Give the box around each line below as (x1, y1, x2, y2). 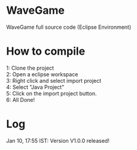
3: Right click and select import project (6, 77, 102, 84)
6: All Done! (6, 96, 35, 103)
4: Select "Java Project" (6, 83, 65, 91)
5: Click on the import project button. (6, 89, 97, 97)
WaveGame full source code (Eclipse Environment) (6, 23, 132, 31)
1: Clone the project (6, 64, 54, 71)
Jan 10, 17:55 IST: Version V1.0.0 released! (6, 137, 109, 144)
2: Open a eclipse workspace (6, 70, 78, 78)
